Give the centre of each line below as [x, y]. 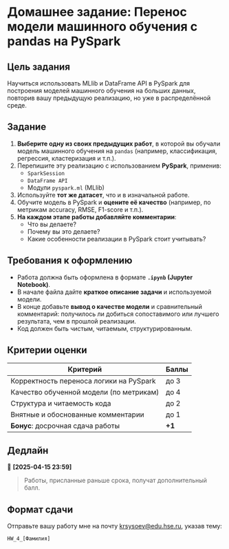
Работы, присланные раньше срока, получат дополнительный [116, 481]
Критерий [85, 370]
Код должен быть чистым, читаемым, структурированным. [105, 328]
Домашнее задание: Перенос [97, 12]
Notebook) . [33, 284]
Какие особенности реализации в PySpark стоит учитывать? [117, 239]
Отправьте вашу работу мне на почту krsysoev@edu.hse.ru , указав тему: [115, 526]
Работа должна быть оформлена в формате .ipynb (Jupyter [105, 277]
